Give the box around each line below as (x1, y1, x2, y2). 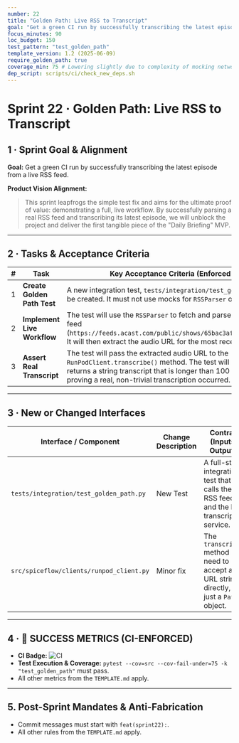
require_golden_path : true (7, 57, 87, 64)
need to (203, 556, 230, 566)
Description (156, 442, 197, 451)
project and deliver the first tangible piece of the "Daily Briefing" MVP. (24, 220, 231, 229)
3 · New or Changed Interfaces (7, 407, 146, 419)
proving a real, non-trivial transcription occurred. (66, 375, 231, 385)
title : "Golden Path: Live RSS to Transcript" (7, 17, 148, 24)
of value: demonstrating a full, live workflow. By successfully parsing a (24, 205, 232, 214)
